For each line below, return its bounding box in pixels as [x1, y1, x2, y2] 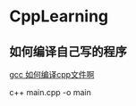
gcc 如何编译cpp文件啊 [9, 69, 95, 79]
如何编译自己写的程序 [9, 44, 127, 59]
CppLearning [9, 6, 109, 27]
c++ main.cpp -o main [9, 87, 91, 97]
